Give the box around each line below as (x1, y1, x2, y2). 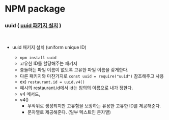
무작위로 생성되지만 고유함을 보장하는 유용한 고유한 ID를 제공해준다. (27, 103, 161, 109)
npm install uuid (19, 55, 57, 61)
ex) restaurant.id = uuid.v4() (19, 79, 85, 85)
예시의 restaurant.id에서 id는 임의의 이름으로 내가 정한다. (19, 85, 133, 91)
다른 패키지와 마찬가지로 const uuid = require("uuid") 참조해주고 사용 (19, 73, 164, 79)
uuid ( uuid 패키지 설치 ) (5, 22, 62, 29)
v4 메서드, (19, 91, 41, 97)
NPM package (5, 3, 66, 15)
